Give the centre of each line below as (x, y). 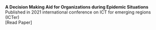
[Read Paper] (19, 22)
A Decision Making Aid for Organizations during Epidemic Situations (77, 7)
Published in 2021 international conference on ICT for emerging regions (78, 12)
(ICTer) (12, 17)
